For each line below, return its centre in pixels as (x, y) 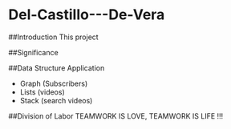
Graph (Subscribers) (54, 83)
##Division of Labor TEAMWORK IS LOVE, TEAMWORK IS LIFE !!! (116, 116)
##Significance (33, 52)
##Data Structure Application (57, 68)
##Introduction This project (53, 37)
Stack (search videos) (56, 100)
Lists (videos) (43, 92)
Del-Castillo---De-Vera (87, 15)
